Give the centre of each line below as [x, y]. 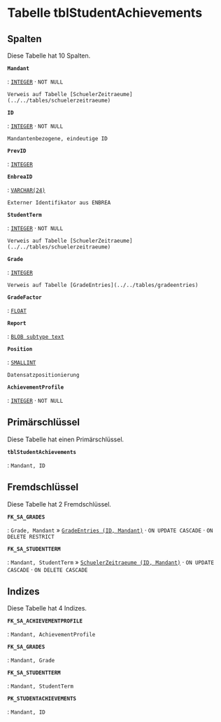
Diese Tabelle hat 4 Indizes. [47, 608]
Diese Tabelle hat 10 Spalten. [49, 55]
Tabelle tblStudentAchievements [105, 13]
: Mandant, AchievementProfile [51, 634]
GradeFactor [24, 298]
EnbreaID [20, 177]
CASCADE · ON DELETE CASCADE [48, 569]
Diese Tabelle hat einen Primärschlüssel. [66, 439]
